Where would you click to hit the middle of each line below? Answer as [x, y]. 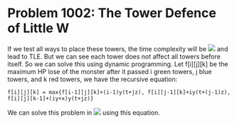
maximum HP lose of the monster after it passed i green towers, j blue [110, 71]
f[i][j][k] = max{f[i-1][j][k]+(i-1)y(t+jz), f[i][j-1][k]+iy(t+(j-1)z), [119, 92]
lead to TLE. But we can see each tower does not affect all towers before [114, 56]
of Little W [38, 28]
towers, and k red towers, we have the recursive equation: [93, 79]
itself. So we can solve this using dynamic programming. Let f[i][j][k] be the [118, 64]
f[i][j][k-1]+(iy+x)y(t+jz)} [51, 98]
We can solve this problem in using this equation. [84, 113]
